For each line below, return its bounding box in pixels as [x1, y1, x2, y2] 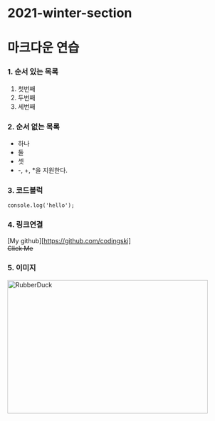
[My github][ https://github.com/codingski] [7, 236, 132, 245]
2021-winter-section [7, 5, 132, 21]
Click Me [7, 244, 33, 252]
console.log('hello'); [7, 202, 75, 209]
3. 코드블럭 [7, 185, 43, 195]
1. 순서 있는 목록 [7, 67, 58, 77]
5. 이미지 [7, 263, 36, 273]
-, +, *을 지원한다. [17, 166, 68, 174]
